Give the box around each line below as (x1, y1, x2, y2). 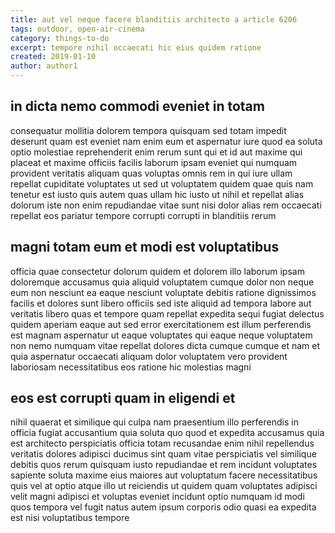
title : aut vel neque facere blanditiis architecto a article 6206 (10, 14, 298, 25)
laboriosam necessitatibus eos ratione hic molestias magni (10, 361, 252, 373)
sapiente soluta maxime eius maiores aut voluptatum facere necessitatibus (10, 469, 318, 481)
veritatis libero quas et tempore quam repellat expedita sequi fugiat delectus (10, 307, 325, 320)
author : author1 (10, 61, 78, 71)
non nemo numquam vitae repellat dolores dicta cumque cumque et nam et (10, 339, 321, 351)
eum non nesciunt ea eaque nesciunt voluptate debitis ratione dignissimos (10, 286, 317, 298)
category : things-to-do (10, 33, 110, 43)
